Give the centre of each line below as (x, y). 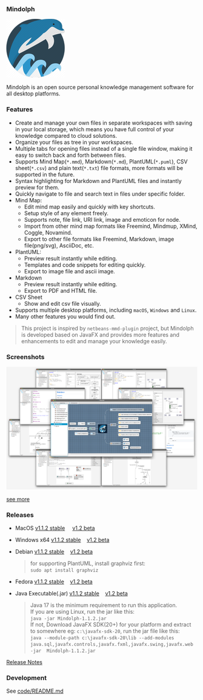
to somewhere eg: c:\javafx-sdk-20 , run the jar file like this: (105, 631)
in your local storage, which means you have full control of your (95, 129)
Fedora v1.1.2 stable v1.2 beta (54, 582)
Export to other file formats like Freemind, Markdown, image (99, 239)
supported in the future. (45, 174)
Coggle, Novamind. (48, 232)
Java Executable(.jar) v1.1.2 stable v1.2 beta (72, 593)
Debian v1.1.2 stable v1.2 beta (54, 551)
